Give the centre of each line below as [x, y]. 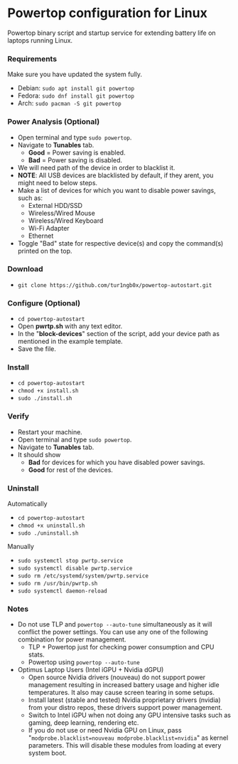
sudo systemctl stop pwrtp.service [70, 561]
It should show [39, 454]
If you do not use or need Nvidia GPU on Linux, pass [105, 731]
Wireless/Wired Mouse [62, 213]
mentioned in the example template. [70, 341]
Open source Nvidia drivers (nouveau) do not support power [117, 677]
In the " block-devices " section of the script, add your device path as [119, 334]
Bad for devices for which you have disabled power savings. [117, 462]
